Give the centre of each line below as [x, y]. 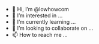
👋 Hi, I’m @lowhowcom [40, 9]
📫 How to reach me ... [40, 35]
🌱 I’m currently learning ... [44, 22]
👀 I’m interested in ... [37, 15]
